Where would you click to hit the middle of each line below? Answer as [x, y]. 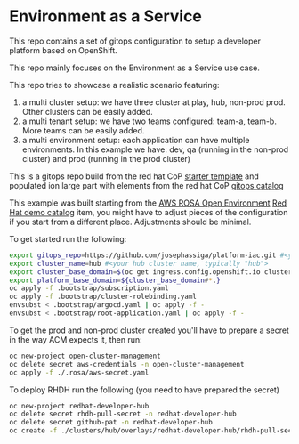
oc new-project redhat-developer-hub [79, 406]
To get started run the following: [68, 238]
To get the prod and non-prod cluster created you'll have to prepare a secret [149, 330]
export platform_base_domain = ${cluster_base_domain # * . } [115, 280]
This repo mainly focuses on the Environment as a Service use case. [135, 68]
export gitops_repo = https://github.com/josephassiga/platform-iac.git [143, 255]
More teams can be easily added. [83, 130]
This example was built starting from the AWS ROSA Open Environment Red [148, 203]
